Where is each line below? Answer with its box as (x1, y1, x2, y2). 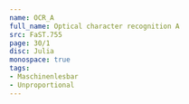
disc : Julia (9, 47, 54, 56)
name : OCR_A (9, 13, 54, 23)
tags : (9, 64, 30, 73)
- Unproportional (9, 80, 75, 90)
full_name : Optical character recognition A (9, 22, 180, 31)
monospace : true (9, 55, 71, 64)
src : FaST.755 (9, 30, 63, 39)
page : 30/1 (9, 38, 51, 48)
